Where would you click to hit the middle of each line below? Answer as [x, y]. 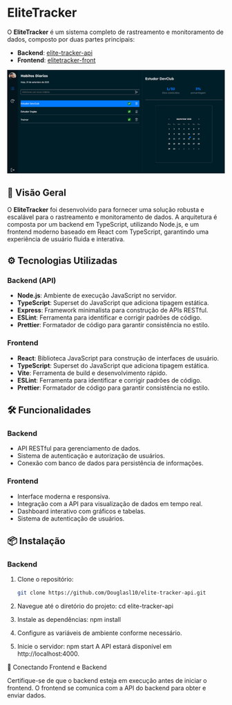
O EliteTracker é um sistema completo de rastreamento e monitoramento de [116, 32]
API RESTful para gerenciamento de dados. [79, 449]
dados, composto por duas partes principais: [71, 39]
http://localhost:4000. [48, 654]
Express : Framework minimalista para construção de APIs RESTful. [113, 311]
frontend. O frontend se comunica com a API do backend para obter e [107, 688]
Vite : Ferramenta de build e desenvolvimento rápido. [92, 373]
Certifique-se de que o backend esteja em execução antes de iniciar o [107, 681]
